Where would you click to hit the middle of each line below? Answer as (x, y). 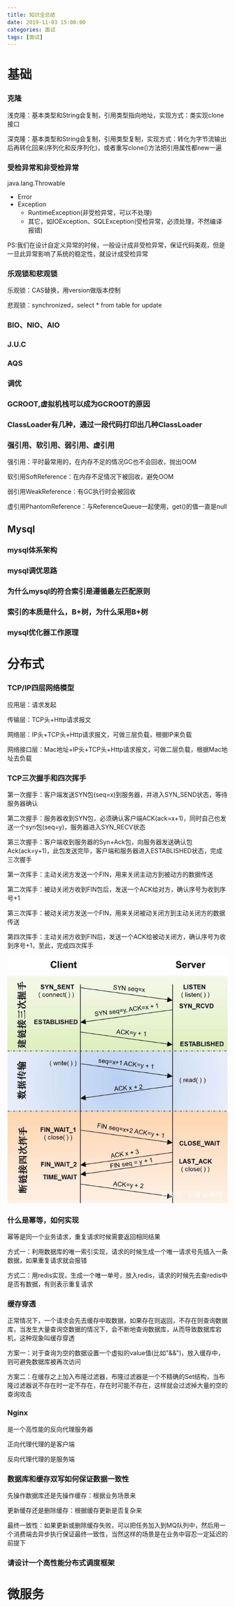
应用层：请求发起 (32, 705)
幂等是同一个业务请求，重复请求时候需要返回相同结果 (84, 1237)
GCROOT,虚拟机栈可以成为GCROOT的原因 (79, 404)
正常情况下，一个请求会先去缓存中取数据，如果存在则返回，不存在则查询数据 (117, 1321)
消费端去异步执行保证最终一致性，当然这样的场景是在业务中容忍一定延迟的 (120, 1534)
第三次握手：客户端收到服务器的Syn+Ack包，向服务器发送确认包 (100, 841)
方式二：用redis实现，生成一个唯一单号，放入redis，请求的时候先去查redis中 (117, 1275)
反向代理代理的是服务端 (41, 1459)
